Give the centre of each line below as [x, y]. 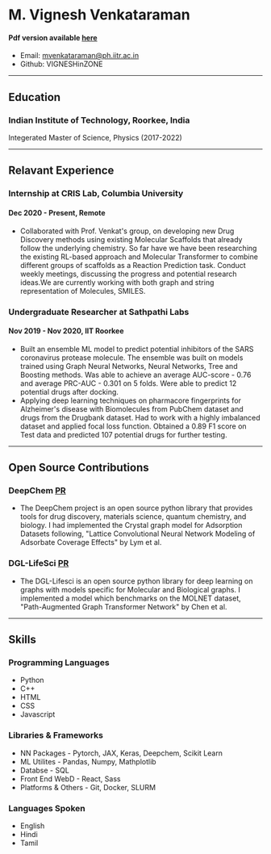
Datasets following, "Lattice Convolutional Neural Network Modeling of [138, 534]
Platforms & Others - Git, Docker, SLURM [88, 787]
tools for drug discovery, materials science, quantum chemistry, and [133, 517]
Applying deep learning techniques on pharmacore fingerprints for [131, 400]
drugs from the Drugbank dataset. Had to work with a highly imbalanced [140, 417]
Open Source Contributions [79, 468]
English [32, 826]
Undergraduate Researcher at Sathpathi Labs [99, 312]
